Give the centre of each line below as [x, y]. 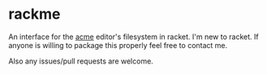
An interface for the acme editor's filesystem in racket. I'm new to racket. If [133, 37]
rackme [34, 14]
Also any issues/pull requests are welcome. [81, 61]
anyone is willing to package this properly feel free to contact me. [118, 45]
